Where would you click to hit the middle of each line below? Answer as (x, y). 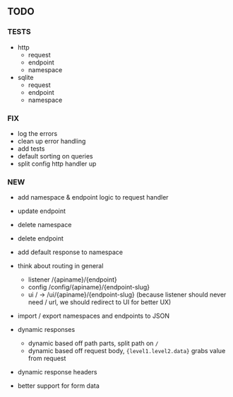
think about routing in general (60, 266)
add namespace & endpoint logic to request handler (93, 197)
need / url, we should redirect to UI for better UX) (100, 302)
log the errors (37, 133)
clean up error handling (52, 141)
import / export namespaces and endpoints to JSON (93, 316)
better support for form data (59, 386)
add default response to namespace (70, 252)
